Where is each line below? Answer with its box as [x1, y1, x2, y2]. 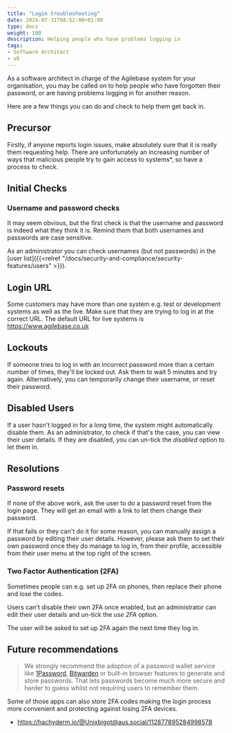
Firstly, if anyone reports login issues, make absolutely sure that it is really [7, 140, 217, 149]
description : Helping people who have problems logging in [7, 36, 181, 43]
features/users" [7, 262, 52, 270]
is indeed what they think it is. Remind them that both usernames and [7, 226, 204, 235]
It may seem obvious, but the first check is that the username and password [7, 219, 224, 227]
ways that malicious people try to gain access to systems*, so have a [7, 155, 203, 163]
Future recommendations [7, 644, 119, 656]
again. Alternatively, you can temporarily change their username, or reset [7, 374, 215, 383]
